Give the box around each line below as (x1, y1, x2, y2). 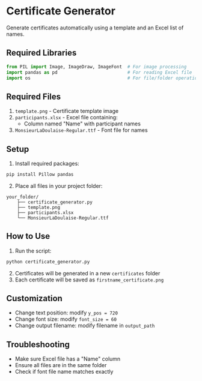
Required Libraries (6, 48, 77, 58)
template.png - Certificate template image (14, 107, 119, 115)
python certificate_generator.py (6, 259, 90, 265)
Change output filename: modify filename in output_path (14, 322, 155, 329)
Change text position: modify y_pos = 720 (14, 309, 118, 316)
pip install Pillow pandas (6, 172, 74, 178)
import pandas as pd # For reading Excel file (6, 69, 192, 76)
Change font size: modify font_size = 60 (14, 316, 117, 323)
